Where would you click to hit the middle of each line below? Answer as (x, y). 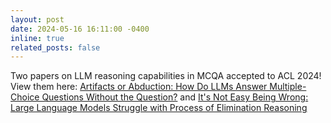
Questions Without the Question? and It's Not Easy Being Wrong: (175, 97)
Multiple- (288, 87)
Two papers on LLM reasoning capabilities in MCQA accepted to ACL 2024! (166, 76)
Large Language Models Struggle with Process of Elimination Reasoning (159, 108)
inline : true (37, 38)
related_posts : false (55, 47)
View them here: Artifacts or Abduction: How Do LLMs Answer (139, 87)
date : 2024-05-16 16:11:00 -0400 (80, 29)
